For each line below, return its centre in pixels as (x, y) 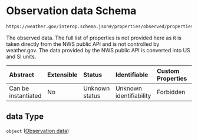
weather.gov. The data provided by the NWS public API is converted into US (98, 50)
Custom (168, 71)
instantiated (25, 95)
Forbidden (171, 92)
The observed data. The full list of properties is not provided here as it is (94, 38)
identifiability (133, 95)
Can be (19, 88)
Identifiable (132, 75)
